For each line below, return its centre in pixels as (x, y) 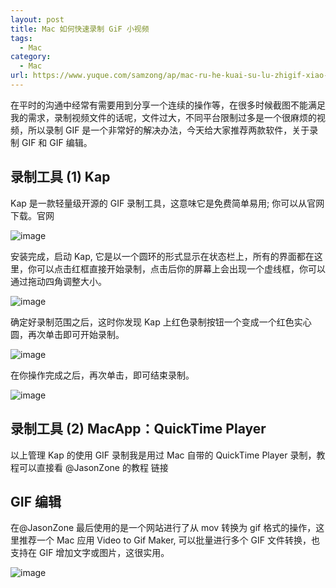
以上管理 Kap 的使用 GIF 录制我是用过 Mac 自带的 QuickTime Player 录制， (163, 455)
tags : (21, 38)
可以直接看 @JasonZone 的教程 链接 (93, 467)
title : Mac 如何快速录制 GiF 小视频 (80, 29)
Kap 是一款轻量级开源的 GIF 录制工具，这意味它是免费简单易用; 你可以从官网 (167, 203)
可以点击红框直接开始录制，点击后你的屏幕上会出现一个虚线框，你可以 (181, 268)
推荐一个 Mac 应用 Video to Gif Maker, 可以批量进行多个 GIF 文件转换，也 (169, 540)
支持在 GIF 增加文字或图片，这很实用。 (90, 553)
